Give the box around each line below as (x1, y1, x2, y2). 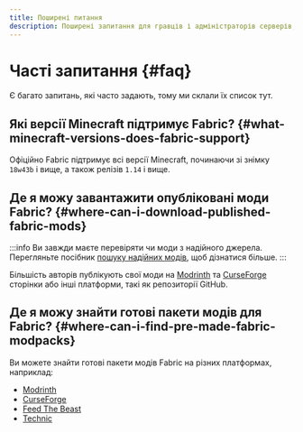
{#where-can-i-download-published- (54, 204, 271, 219)
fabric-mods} (9, 218, 87, 234)
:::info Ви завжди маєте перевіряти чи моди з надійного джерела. (9, 243, 263, 253)
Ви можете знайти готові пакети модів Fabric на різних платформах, (9, 357, 272, 368)
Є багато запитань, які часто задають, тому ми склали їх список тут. (9, 90, 273, 101)
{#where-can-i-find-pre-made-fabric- (54, 319, 277, 335)
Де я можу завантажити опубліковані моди (9, 190, 270, 206)
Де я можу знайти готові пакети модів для (9, 305, 262, 320)
